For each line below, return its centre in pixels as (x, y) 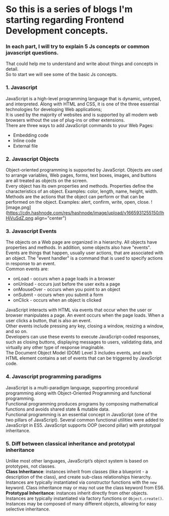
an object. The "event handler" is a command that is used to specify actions (84, 258)
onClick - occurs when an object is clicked (57, 300)
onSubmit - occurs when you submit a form (58, 295)
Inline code (25, 140)
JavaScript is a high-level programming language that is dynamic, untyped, (83, 98)
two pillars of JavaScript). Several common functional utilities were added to (85, 420)
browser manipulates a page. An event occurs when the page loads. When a (85, 315)
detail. (12, 69)
